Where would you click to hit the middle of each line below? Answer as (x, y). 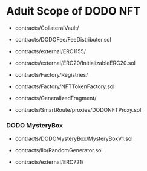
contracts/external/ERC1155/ (51, 51)
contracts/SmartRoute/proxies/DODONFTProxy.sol (78, 109)
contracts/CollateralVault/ (47, 28)
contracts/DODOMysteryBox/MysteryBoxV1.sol (74, 139)
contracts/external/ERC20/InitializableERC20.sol (75, 63)
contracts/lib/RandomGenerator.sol (59, 150)
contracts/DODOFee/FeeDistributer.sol (63, 39)
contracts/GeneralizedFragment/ (56, 98)
